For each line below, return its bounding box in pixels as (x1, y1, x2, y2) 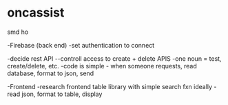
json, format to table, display (21, 90, 103, 98)
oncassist (7, 5, 65, 21)
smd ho (7, 28, 29, 36)
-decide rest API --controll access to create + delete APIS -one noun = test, (7, 54, 222, 63)
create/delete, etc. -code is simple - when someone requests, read (7, 61, 198, 70)
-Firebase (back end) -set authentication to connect (7, 41, 155, 49)
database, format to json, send (7, 69, 94, 77)
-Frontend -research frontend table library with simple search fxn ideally (7, 82, 212, 90)
